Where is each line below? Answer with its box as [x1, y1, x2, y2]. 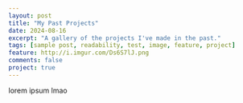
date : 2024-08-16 [8, 26, 67, 34]
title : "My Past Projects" [8, 19, 99, 27]
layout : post [8, 11, 52, 20]
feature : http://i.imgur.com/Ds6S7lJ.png [8, 49, 150, 57]
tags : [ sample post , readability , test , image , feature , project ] [8, 42, 236, 50]
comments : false [8, 57, 63, 65]
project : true [8, 64, 56, 72]
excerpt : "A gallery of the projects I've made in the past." [8, 34, 221, 42]
